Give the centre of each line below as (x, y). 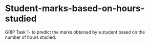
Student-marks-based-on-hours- (75, 8)
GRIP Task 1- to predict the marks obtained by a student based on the (75, 32)
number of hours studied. (31, 37)
